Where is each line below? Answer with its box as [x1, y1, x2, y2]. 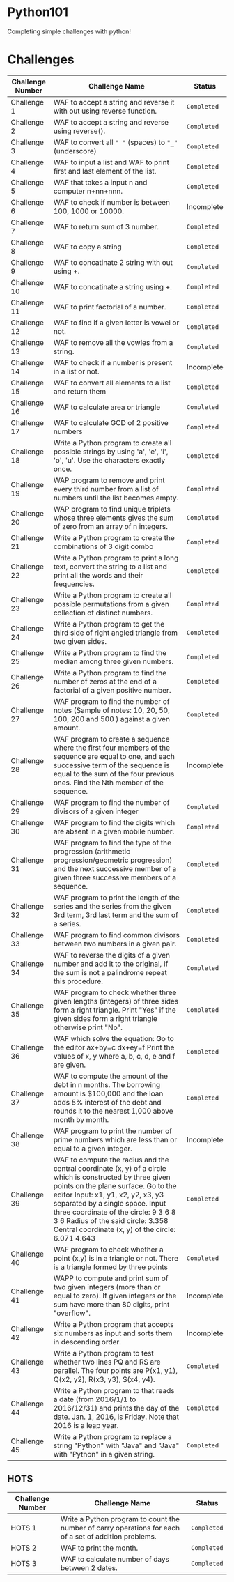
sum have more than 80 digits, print [53, 1299, 170, 1309]
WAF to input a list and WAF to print [53, 158, 169, 167]
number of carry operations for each [60, 1523, 180, 1533]
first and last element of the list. [53, 166, 157, 176]
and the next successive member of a [53, 863, 177, 873]
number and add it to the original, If [53, 959, 169, 969]
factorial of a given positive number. [53, 685, 171, 695]
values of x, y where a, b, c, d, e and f [53, 1051, 175, 1061]
